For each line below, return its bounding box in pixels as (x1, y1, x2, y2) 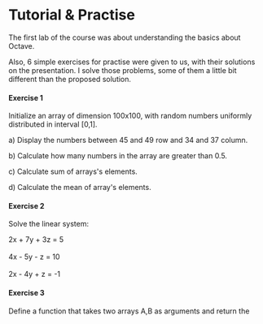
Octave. (8, 41, 35, 50)
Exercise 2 (8, 201, 45, 210)
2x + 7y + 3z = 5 (8, 235, 64, 244)
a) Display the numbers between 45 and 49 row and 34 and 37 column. (8, 136, 248, 145)
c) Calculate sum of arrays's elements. (8, 166, 138, 176)
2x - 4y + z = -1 (8, 270, 61, 279)
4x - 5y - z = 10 (8, 252, 60, 261)
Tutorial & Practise (8, 6, 136, 24)
